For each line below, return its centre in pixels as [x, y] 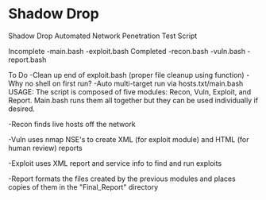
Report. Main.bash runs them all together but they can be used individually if [133, 100]
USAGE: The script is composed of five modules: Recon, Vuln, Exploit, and [130, 91]
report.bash [27, 60]
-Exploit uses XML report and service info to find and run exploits [115, 163]
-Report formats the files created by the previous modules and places [122, 179]
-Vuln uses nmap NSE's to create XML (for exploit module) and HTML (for [129, 139]
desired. [22, 109]
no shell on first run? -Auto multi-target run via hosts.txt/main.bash [134, 83]
